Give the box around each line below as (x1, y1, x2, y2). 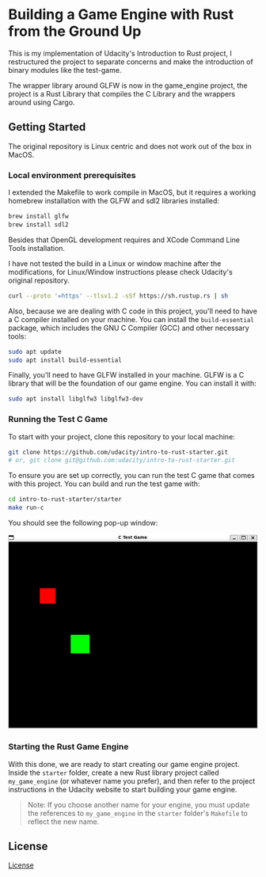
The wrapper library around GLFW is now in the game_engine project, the (8, 81, 248, 90)
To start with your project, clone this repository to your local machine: (8, 431, 235, 441)
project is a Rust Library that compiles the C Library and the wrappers (8, 89, 236, 98)
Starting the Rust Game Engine (8, 742, 129, 753)
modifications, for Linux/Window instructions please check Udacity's (8, 267, 234, 276)
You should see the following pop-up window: (8, 518, 158, 528)
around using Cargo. (8, 97, 75, 107)
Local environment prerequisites (8, 169, 136, 180)
